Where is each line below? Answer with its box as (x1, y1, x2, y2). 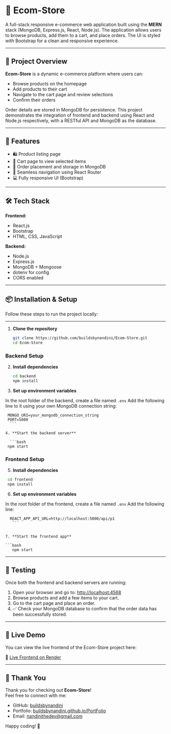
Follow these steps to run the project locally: (5, 311, 98, 317)
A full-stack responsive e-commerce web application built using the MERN (5, 21, 162, 27)
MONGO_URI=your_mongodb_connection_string (7, 412, 99, 418)
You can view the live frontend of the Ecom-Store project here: (5, 644, 137, 651)
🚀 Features (5, 137, 40, 146)
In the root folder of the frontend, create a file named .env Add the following (5, 501, 164, 507)
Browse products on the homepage (12, 80, 87, 87)
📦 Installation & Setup (5, 295, 78, 303)
